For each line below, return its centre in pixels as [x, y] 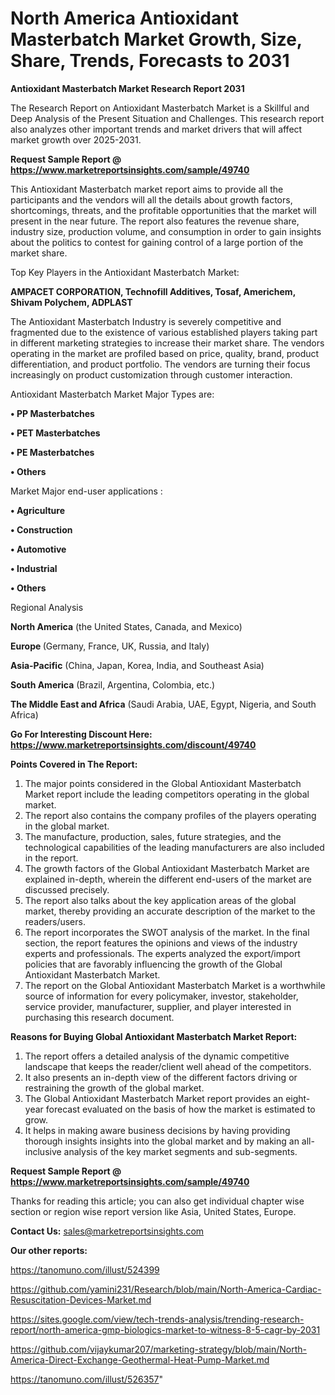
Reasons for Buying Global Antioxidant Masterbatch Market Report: [154, 1036]
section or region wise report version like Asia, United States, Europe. [153, 1211]
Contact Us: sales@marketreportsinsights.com [107, 1231]
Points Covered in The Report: [74, 764]
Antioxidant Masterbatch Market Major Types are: [112, 394]
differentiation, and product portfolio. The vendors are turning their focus [160, 364]
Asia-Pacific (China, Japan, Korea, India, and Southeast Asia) [137, 665]
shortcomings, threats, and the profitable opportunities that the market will [163, 210]
